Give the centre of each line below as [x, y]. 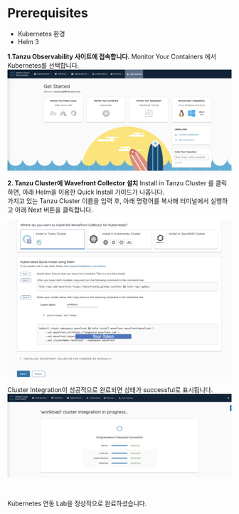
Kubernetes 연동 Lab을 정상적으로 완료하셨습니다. [77, 503]
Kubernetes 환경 [41, 34]
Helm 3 [28, 41]
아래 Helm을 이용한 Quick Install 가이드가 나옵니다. [94, 192]
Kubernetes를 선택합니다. [43, 65]
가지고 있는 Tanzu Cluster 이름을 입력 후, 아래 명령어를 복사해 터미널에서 [108, 200]
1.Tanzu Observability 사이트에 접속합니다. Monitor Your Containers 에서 [112, 56]
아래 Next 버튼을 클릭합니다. [54, 210]
